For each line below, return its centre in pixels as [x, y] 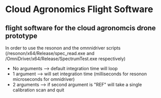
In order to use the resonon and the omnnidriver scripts [63, 48]
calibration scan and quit [38, 90]
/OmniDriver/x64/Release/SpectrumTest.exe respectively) [65, 59]
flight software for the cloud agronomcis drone [80, 28]
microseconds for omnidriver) [44, 79]
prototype [22, 36]
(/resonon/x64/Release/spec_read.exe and [50, 53]
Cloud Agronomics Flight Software [79, 9]
